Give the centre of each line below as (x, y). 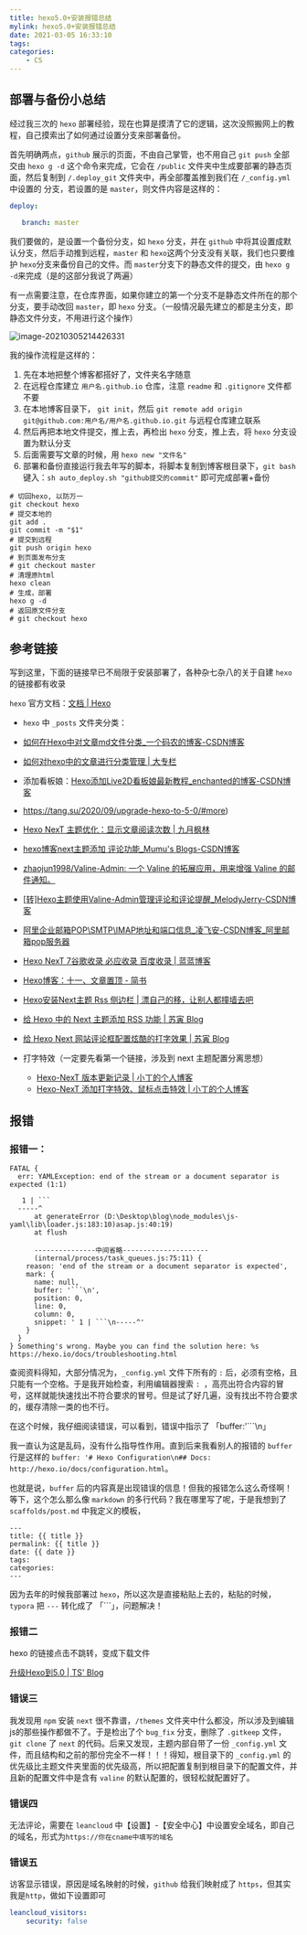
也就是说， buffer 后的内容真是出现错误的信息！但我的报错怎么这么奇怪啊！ (151, 1488)
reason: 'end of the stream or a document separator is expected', (157, 1267)
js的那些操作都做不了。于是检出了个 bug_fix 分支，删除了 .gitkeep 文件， (148, 1732)
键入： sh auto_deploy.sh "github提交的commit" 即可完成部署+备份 (146, 477)
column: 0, (54, 1315)
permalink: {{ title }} (55, 1545)
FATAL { (24, 1169)
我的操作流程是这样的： (53, 355)
